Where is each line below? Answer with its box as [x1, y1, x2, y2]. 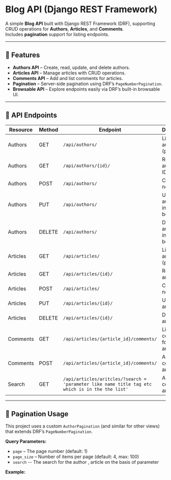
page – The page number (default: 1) [12, 448, 88, 455]
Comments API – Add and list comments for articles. [12, 75, 123, 81]
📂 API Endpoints [5, 111, 58, 120]
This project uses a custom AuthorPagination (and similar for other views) [5, 423, 160, 429]
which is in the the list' [63, 386, 129, 392]
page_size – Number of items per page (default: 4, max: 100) [12, 454, 139, 460]
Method [39, 126, 59, 133]
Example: [5, 469, 26, 475]
